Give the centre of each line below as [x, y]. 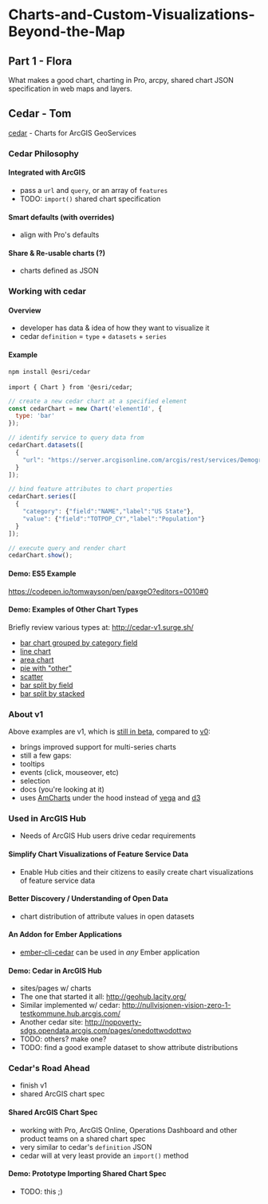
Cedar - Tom [40, 114]
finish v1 [33, 1085]
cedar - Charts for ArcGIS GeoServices [73, 132]
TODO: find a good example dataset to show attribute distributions [129, 1048]
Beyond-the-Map [67, 31]
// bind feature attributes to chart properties [91, 489]
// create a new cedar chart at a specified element [98, 401]
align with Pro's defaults [59, 235]
